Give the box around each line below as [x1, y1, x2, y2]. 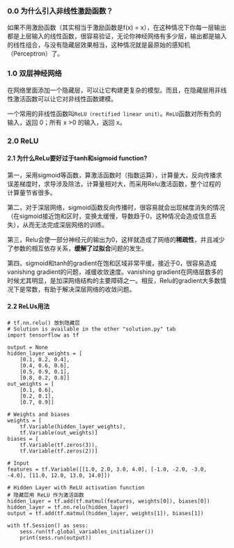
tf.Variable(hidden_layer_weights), [19, 423, 127, 430]
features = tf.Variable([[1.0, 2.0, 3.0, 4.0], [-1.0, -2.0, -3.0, [7, 466, 208, 473]
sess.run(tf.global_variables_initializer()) [19, 528, 155, 535]
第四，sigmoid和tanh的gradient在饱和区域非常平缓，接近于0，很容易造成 [7, 259, 217, 267]
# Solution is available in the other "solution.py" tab [7, 326, 176, 333]
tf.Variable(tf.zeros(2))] [19, 448, 98, 455]
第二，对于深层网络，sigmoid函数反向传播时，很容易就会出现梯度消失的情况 [7, 203, 225, 211]
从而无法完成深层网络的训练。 [22, 220, 108, 229]
